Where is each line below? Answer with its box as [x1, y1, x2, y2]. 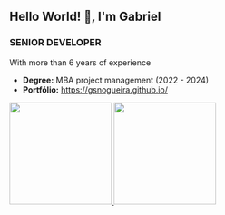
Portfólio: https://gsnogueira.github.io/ [22, 83, 168, 95]
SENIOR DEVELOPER [9, 36, 102, 49]
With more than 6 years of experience [9, 56, 152, 68]
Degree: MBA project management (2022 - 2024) [22, 74, 210, 85]
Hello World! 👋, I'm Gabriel [9, 9, 161, 24]
